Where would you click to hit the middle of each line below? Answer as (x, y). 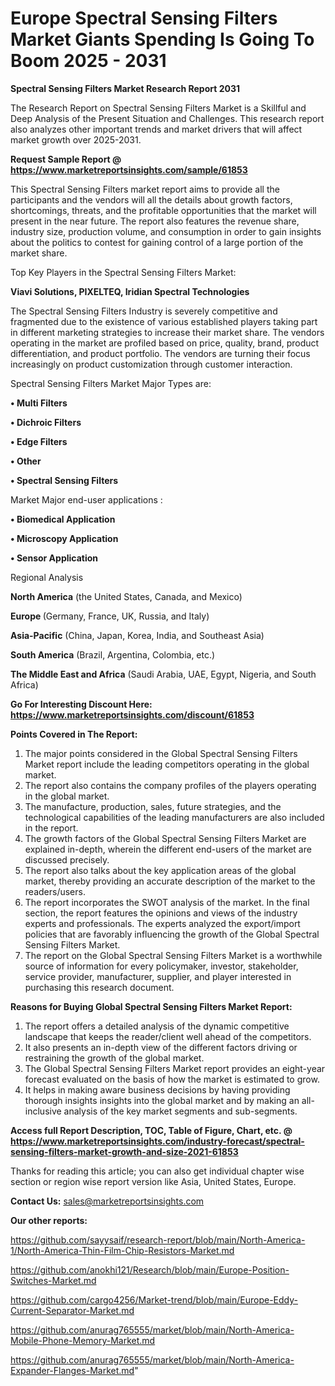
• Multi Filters (39, 403)
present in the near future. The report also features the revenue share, (155, 221)
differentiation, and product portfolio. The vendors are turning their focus (160, 353)
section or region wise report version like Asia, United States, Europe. (153, 1181)
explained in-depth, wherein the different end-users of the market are (168, 849)
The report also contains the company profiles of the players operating (170, 785)
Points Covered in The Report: (74, 734)
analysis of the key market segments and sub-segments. (180, 1111)
